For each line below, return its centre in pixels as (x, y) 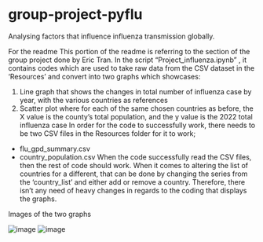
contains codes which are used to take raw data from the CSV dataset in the (131, 68)
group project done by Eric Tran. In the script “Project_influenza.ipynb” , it (128, 60)
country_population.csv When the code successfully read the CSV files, (135, 157)
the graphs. (38, 199)
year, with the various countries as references (94, 100)
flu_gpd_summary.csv (55, 148)
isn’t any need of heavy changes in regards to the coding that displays (133, 190)
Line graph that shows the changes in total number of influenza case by (135, 91)
